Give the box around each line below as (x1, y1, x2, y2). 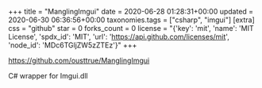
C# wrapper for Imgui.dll (8, 71, 89, 80)
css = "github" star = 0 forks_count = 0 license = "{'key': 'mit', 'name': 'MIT (8, 24, 254, 33)
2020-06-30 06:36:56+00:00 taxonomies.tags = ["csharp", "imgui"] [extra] (8, 15, 256, 25)
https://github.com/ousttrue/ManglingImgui (8, 55, 150, 65)
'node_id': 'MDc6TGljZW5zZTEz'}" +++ (8, 40, 137, 50)
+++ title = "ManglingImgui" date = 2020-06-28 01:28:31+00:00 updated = (8, 7, 254, 16)
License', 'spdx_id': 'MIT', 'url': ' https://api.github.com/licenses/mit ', (8, 32, 230, 41)
